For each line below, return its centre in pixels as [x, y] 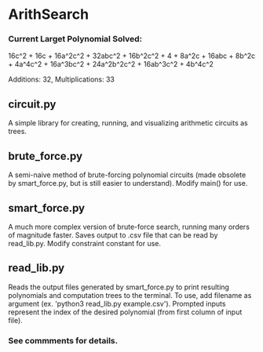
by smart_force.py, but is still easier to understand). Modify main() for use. [128, 183]
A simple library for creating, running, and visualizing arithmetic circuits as [128, 123]
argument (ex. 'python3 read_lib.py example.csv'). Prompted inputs [117, 303]
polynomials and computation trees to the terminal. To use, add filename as [130, 295]
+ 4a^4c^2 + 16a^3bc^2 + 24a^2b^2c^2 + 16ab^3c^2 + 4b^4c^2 [111, 64]
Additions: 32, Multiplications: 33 [62, 79]
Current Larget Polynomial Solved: [75, 39]
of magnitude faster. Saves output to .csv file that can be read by [113, 235]
